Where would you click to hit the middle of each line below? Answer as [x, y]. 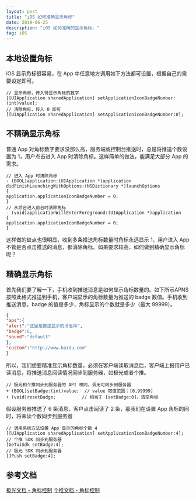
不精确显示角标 [33, 134]
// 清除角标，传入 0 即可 [34, 109]
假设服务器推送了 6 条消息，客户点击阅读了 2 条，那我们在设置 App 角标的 [95, 408]
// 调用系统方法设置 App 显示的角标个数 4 [52, 428]
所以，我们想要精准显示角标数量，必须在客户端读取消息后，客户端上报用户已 [98, 365]
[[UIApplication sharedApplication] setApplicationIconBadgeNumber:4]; [95, 433]
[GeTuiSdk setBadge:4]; [35, 445]
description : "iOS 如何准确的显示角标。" [52, 28]
